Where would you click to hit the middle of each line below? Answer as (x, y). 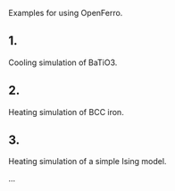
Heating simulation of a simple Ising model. (87, 162)
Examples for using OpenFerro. (66, 13)
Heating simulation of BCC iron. (66, 112)
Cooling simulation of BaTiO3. (63, 62)
